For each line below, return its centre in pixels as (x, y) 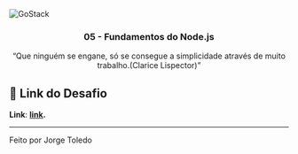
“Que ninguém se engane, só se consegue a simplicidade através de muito (149, 56)
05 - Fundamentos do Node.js (149, 36)
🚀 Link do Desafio (59, 93)
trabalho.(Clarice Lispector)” (149, 65)
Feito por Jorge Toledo (51, 140)
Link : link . (27, 115)
